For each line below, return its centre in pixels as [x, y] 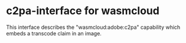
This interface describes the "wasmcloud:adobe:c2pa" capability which [93, 27]
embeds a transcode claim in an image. [54, 33]
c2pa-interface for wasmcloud [83, 11]
